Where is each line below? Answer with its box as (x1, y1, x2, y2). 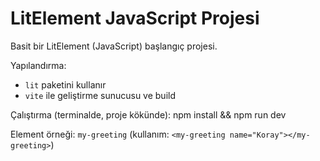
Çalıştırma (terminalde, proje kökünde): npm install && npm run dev (10, 108, 287, 121)
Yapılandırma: (10, 59, 67, 71)
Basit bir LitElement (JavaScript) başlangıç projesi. (10, 40, 218, 52)
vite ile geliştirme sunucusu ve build (24, 89, 176, 101)
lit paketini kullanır (24, 78, 107, 91)
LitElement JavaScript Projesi (10, 7, 260, 30)
